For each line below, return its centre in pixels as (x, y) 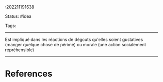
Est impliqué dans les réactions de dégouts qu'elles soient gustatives (74, 40)
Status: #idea (18, 16)
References (29, 74)
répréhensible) (20, 50)
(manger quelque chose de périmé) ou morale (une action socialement (76, 45)
